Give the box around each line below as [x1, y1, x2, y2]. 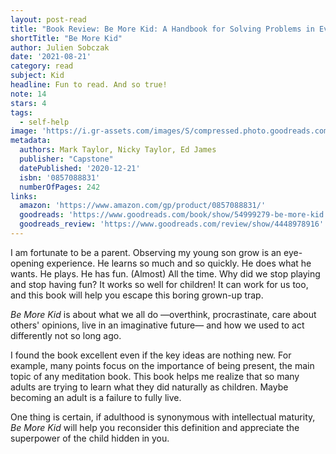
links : [10, 191, 38, 201]
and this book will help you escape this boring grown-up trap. [10, 289, 264, 301]
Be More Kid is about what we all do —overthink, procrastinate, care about [10, 308, 317, 320]
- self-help [19, 117, 70, 127]
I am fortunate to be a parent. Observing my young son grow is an [10, 246, 282, 258]
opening [10, 257, 45, 269]
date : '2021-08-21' [10, 52, 92, 62]
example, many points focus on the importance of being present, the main [10, 359, 315, 371]
